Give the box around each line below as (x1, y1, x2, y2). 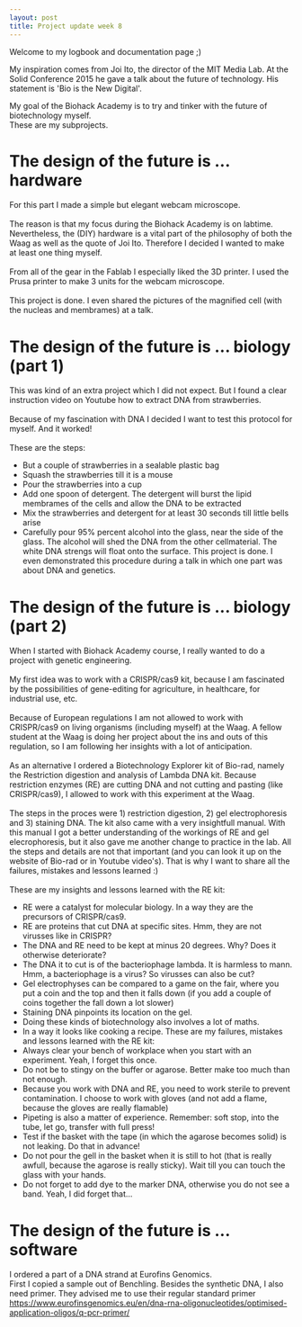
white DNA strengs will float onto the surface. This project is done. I (22, 546, 273, 557)
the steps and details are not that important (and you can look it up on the (9, 847, 281, 857)
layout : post (9, 13, 58, 22)
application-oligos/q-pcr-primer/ (9, 1307, 130, 1318)
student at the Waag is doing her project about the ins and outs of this (9, 731, 268, 742)
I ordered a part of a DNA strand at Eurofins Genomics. (9, 1269, 213, 1280)
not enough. (22, 1074, 67, 1085)
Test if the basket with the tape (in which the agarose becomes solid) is (22, 1131, 288, 1143)
